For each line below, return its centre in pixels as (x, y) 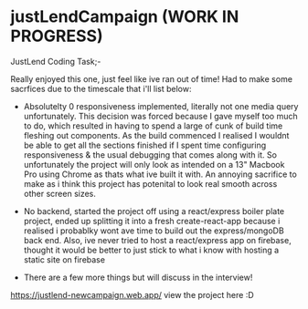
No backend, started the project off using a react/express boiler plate (154, 211)
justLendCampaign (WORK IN (125, 17)
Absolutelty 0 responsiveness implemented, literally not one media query (161, 106)
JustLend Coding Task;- (56, 61)
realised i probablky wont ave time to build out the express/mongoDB (154, 231)
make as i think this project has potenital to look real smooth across (150, 183)
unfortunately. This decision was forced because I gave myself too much (160, 116)
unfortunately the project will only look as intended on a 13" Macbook (154, 164)
